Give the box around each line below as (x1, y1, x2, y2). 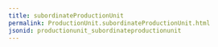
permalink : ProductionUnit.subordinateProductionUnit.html (8, 19, 211, 27)
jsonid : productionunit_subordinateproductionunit (8, 26, 182, 34)
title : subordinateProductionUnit (8, 11, 125, 20)
